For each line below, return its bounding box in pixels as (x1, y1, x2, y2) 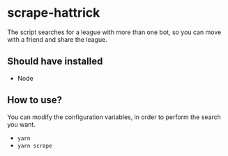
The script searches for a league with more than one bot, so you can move (7, 28, 222, 36)
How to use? (7, 94, 63, 106)
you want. (7, 120, 36, 128)
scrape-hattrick (7, 5, 100, 21)
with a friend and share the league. (7, 35, 108, 43)
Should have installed (7, 56, 103, 68)
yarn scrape (17, 142, 52, 149)
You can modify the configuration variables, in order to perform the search (7, 113, 222, 121)
